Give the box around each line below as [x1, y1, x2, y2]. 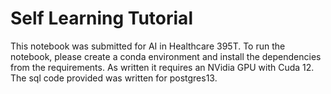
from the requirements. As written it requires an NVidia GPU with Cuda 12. [10, 61, 315, 73]
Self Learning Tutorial [10, 7, 193, 30]
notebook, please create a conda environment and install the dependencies [10, 50, 322, 62]
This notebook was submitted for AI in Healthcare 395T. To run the [10, 40, 286, 52]
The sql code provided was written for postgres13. [10, 72, 218, 84]
